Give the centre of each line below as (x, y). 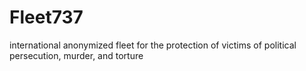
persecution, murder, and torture (76, 55)
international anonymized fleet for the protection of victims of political (153, 45)
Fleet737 (46, 17)
